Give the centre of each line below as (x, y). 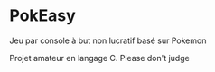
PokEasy (43, 16)
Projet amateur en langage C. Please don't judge (99, 58)
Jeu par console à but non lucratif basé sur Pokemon (108, 40)
